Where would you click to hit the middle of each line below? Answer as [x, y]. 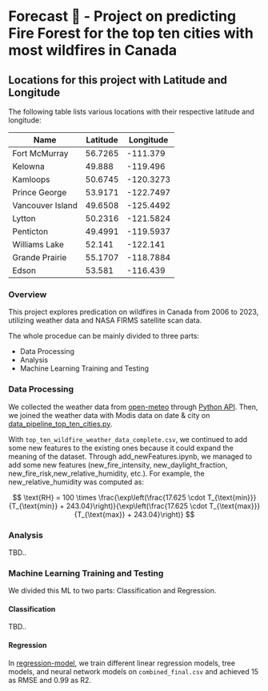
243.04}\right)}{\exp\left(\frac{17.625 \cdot [137, 506]
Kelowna [29, 166]
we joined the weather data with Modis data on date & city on [109, 415]
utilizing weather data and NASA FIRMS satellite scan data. [105, 320]
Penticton [30, 231]
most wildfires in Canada [93, 50]
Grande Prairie [40, 257]
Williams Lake [38, 245]
